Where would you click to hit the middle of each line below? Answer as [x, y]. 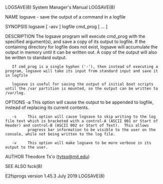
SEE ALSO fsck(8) [24, 166]
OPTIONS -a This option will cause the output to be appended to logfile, [79, 102]
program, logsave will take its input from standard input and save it [81, 71]
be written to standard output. [36, 57]
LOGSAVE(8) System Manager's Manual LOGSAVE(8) [60, 7]
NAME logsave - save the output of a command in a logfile [65, 17]
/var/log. [16, 93]
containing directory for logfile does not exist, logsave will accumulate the [81, 47]
